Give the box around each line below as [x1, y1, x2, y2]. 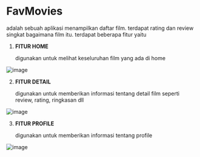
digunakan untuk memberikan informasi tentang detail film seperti [15, 89, 180, 97]
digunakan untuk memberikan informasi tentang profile [15, 131, 153, 139]
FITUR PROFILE [15, 120, 55, 127]
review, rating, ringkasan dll [15, 96, 84, 103]
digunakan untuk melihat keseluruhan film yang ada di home [15, 54, 165, 61]
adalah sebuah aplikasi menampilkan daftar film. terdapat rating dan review [6, 24, 194, 32]
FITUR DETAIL [15, 78, 52, 85]
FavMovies [6, 4, 63, 18]
